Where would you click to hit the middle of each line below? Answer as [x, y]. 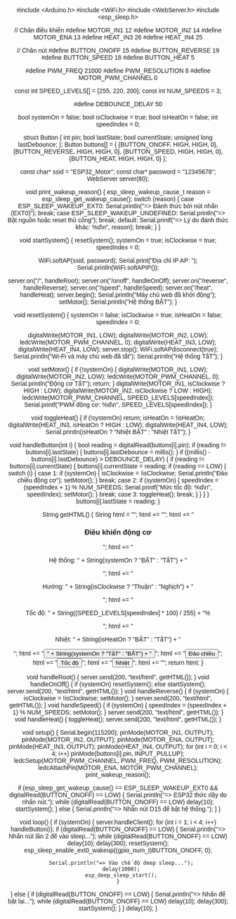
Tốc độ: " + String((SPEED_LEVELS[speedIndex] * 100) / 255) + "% [118, 613]
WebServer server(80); [118, 179]
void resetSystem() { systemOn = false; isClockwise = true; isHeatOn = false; [118, 315]
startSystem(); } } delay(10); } [118, 908]
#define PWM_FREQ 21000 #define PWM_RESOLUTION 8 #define [118, 71]
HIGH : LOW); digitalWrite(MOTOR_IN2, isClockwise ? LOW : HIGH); [118, 391]
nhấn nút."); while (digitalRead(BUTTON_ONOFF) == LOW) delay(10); [118, 802]
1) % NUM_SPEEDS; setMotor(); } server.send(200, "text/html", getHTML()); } [118, 713]
